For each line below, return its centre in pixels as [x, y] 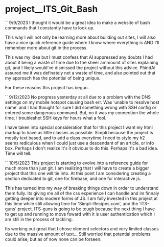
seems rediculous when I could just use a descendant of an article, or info [80, 143]
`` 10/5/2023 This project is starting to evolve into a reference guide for [77, 163]
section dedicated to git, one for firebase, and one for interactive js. [73, 178]
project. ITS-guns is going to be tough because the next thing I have [86, 209]
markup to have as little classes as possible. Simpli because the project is [79, 132]
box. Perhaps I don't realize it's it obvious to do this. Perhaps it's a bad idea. [82, 148]
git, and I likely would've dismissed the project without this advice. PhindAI [80, 68]
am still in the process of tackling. [39, 219]
